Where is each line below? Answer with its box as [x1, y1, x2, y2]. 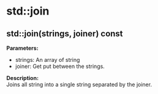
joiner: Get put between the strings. [15, 62, 105, 70]
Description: [6, 75, 39, 81]
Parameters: [6, 44, 39, 52]
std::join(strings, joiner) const [6, 29, 124, 39]
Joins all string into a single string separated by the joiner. [6, 81, 152, 88]
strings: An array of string [15, 56, 80, 63]
